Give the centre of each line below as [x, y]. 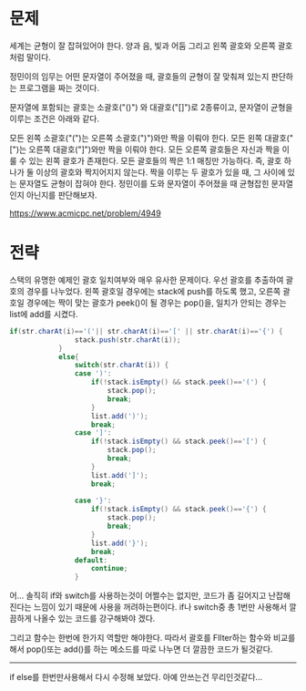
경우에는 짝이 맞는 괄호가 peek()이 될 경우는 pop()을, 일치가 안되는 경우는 [156, 303]
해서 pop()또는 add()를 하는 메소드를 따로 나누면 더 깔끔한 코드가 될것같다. [141, 649]
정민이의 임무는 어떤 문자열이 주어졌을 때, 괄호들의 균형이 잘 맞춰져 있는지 [139, 76]
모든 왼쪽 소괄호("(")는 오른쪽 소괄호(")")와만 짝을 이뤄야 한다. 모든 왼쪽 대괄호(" [152, 138]
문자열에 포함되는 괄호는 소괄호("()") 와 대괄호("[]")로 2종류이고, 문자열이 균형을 [151, 107]
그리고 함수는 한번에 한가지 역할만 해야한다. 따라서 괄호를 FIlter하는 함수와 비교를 [153, 638]
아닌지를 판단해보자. [61, 195]
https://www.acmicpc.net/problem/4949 [85, 213]
